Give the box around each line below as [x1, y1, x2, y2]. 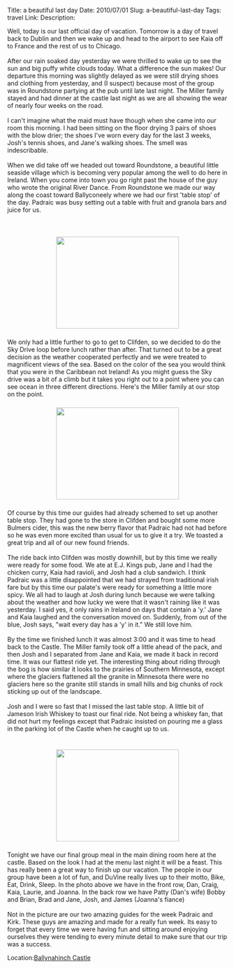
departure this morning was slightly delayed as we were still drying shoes [7, 71, 219, 80]
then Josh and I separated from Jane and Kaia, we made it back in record [7, 650, 219, 658]
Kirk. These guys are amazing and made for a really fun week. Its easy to [7, 918, 218, 926]
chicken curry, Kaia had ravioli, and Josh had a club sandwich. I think [7, 568, 206, 577]
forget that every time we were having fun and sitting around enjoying [7, 925, 208, 933]
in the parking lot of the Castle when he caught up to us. [7, 724, 170, 733]
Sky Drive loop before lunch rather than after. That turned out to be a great [7, 345, 222, 353]
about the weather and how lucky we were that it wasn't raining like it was [7, 598, 220, 606]
